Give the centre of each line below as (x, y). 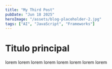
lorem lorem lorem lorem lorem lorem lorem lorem (56, 62)
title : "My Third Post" (30, 10)
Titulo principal (37, 48)
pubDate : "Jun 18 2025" (30, 14)
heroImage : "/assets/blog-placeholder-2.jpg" (53, 19)
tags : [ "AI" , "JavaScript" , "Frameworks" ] (50, 24)
